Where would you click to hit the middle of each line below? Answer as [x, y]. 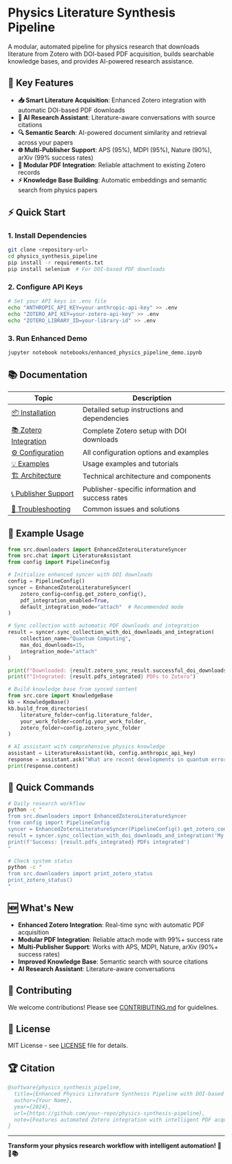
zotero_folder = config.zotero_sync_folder [80, 728]
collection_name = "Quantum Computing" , [76, 639]
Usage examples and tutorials [130, 463]
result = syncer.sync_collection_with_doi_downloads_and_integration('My [116, 835]
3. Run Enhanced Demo [48, 338]
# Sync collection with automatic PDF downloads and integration [103, 626]
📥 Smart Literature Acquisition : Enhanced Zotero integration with [112, 100]
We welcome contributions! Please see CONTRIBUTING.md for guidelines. [113, 1007]
